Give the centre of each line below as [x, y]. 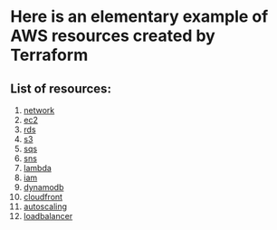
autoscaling [45, 206]
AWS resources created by [113, 36]
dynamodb [43, 187]
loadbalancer [48, 216]
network [39, 110]
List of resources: [61, 88]
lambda [38, 168]
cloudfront [43, 197]
